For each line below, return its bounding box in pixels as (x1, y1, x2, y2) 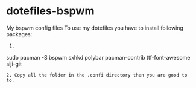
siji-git (6, 60, 22, 68)
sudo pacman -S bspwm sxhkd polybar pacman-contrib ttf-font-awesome (6, 54, 191, 61)
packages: (6, 30, 33, 37)
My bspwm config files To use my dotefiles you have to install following (6, 24, 184, 31)
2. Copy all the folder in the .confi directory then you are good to (6, 72, 188, 78)
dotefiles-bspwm (6, 4, 95, 18)
